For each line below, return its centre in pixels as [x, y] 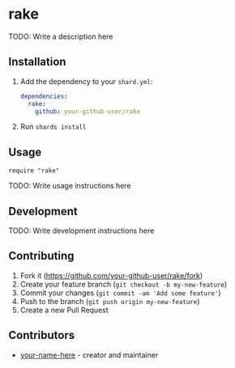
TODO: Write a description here [61, 36]
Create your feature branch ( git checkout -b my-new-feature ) [124, 284]
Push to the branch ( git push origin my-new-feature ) [110, 301]
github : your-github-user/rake [88, 111]
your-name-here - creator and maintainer [89, 355]
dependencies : [44, 96]
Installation [37, 62]
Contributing [41, 256]
